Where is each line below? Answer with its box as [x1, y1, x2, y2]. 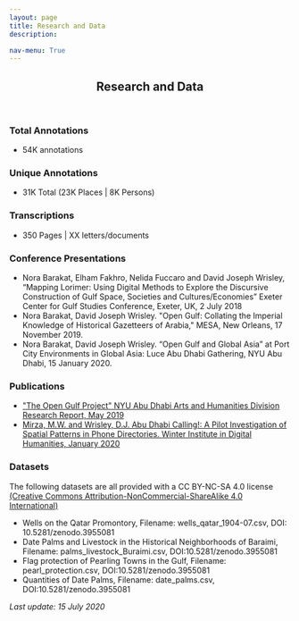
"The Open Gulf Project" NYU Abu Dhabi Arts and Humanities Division [21, 400, 280, 411]
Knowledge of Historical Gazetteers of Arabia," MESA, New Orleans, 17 [21, 319, 283, 331]
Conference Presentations [9, 252, 127, 264]
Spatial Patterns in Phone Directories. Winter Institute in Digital [21, 429, 253, 440]
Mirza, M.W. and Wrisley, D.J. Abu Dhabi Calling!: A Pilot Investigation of [21, 419, 287, 430]
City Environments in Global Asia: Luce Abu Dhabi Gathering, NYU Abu [21, 348, 283, 358]
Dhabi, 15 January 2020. [21, 357, 112, 368]
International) [9, 499, 59, 510]
